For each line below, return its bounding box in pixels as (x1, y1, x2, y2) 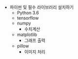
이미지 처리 (24, 49, 45, 55)
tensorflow (17, 15, 39, 21)
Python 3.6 (17, 10, 39, 16)
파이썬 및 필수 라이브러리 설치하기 (9, 4, 74, 10)
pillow (17, 43, 29, 49)
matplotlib (17, 31, 38, 37)
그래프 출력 (24, 37, 45, 43)
